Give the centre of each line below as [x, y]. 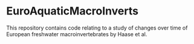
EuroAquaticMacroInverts [73, 11]
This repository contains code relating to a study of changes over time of [97, 28]
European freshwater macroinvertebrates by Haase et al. [77, 34]
